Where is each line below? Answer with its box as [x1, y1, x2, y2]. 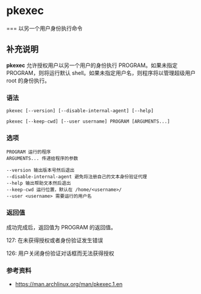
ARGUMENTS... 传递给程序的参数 [6, 156, 79, 162]
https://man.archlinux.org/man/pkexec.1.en [15, 280, 123, 287]
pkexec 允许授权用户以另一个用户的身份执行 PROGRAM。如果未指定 [6, 62, 178, 69]
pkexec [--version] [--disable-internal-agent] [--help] [6, 108, 154, 114]
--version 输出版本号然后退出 [6, 167, 75, 174]
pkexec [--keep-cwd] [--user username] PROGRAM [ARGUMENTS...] [6, 118, 171, 125]
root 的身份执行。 [6, 77, 51, 84]
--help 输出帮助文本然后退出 [6, 181, 71, 187]
